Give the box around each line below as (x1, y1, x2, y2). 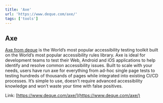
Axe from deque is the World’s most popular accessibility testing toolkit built (5, 47, 158, 53)
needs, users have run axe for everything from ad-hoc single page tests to (5, 68, 155, 73)
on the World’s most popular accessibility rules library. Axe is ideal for (5, 52, 146, 58)
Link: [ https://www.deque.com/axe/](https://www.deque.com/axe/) (5, 93, 140, 99)
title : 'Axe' (5, 7, 32, 12)
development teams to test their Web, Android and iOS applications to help (5, 57, 156, 63)
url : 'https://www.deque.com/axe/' (5, 12, 78, 17)
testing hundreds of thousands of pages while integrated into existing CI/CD (5, 73, 159, 79)
